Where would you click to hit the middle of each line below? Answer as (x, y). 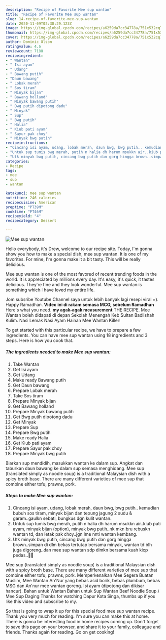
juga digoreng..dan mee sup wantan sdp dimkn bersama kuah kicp (80, 550)
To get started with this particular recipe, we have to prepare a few (73, 330)
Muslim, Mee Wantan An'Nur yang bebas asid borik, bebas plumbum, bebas (83, 580)
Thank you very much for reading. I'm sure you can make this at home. (77, 616)
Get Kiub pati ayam (32, 443)
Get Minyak (24, 422)
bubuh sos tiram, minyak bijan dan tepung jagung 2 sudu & (72, 513)
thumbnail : (17, 33)
